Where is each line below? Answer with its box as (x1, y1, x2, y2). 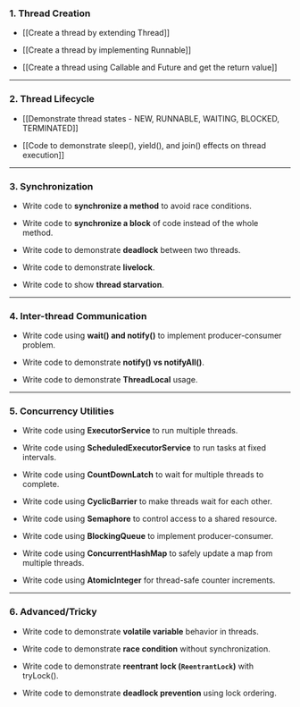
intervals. (21, 452, 57, 463)
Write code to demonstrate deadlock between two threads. (21, 244, 241, 255)
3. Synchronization (9, 180, 94, 192)
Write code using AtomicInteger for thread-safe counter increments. (21, 575, 276, 585)
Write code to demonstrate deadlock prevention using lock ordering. (21, 687, 277, 698)
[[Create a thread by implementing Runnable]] (21, 45, 192, 55)
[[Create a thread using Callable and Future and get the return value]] (21, 62, 278, 73)
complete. (21, 479, 60, 490)
